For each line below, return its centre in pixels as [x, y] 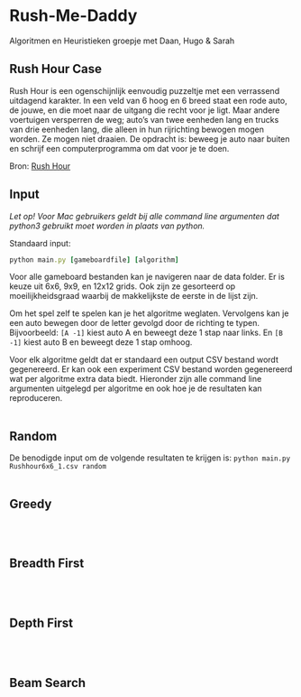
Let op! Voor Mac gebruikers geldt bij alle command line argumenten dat [144, 216]
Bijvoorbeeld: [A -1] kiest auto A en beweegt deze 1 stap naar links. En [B [146, 333]
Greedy [31, 503]
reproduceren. [36, 398]
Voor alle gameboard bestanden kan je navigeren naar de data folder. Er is [147, 277]
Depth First [41, 623]
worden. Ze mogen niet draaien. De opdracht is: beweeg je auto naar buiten [150, 139]
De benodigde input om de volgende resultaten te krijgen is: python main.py [150, 458]
